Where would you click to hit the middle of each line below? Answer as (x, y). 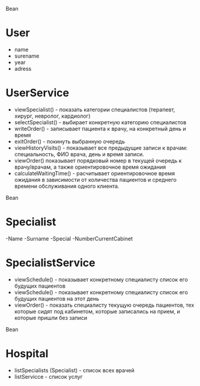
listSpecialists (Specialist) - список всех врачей (74, 370)
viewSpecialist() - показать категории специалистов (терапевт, (95, 109)
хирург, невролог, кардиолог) (52, 116)
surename (27, 56)
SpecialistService (50, 263)
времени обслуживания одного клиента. (67, 186)
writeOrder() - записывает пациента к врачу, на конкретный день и (100, 128)
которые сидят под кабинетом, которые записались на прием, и (97, 311)
